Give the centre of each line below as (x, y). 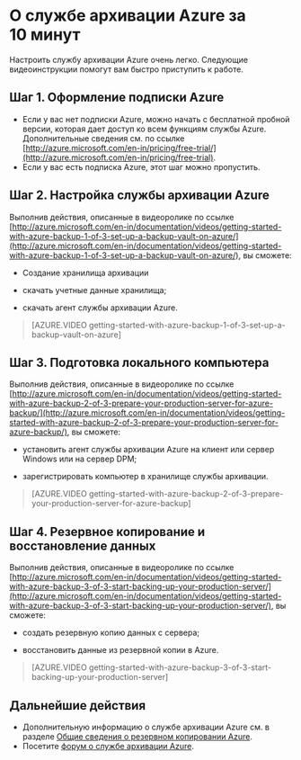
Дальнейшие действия (78, 706)
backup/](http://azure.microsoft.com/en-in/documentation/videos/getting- (147, 413)
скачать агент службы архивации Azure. (100, 308)
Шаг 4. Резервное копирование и (107, 532)
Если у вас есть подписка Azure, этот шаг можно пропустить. (141, 166)
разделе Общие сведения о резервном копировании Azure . (137, 737)
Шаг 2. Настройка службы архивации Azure (139, 196)
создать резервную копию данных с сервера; (111, 633)
